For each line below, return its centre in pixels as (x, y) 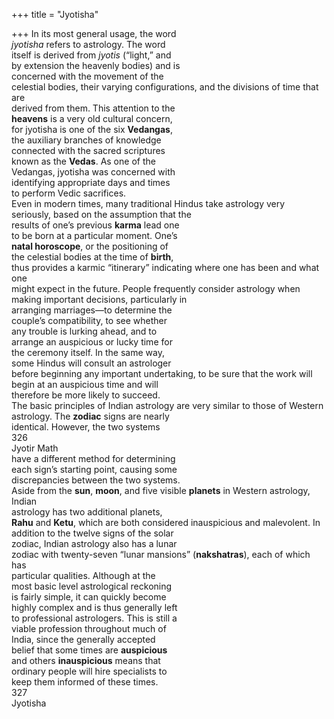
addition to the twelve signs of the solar (92, 533)
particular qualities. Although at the (83, 575)
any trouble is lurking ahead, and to (84, 331)
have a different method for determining (93, 458)
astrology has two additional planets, (87, 512)
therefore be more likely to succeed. (86, 395)
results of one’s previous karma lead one (95, 225)
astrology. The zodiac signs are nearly (90, 416)
